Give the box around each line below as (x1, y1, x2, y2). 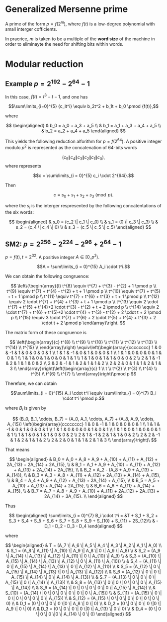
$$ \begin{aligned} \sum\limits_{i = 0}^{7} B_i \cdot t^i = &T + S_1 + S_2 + (9, 513, 158, 519)
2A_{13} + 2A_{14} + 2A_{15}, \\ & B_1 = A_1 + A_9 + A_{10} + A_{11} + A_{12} (6, 461, 161, 468)
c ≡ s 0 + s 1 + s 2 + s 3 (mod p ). (53, 192, 114, 199)
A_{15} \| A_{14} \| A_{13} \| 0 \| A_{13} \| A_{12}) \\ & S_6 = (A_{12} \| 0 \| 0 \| (6, 569, 161, 575)
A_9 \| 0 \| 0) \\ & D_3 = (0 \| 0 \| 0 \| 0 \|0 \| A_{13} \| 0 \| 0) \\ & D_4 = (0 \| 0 (5, 606, 162, 612)
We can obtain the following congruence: (5, 273, 89, 279)
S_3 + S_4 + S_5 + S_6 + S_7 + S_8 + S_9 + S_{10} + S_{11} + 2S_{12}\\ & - (8, 518, 159, 524)
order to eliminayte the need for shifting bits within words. (5, 41, 123, 47)
